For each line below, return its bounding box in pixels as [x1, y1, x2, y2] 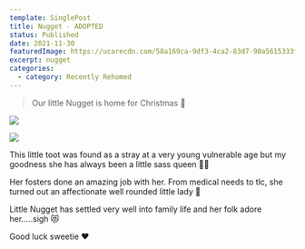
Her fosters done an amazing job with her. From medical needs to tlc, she [9, 176, 283, 187]
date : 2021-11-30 [9, 38, 75, 48]
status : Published [9, 30, 79, 39]
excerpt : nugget [9, 55, 71, 65]
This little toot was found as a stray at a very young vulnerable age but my [9, 149, 287, 160]
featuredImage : [9, 47, 67, 56]
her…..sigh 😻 [9, 213, 60, 224]
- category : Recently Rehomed [17, 73, 132, 82]
